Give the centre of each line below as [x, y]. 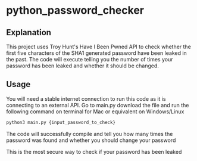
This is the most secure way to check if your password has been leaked [94, 151]
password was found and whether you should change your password [91, 140]
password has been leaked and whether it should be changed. [83, 66]
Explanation [29, 32]
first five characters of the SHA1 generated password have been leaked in [97, 53]
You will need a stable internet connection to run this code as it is [86, 98]
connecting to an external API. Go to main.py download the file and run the [98, 105]
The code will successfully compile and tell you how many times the [90, 134]
